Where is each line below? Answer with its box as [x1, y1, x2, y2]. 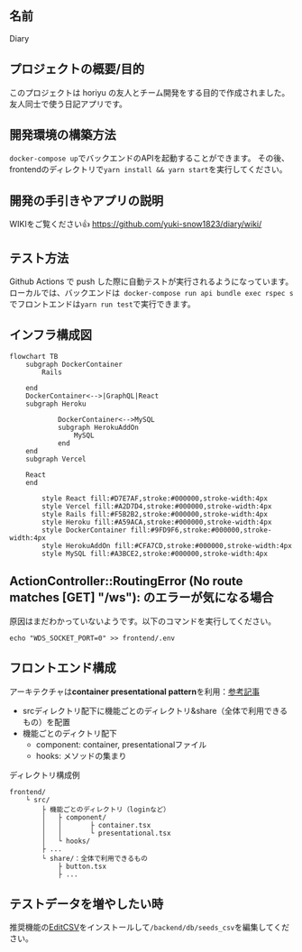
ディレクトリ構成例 [9, 769, 81, 780]
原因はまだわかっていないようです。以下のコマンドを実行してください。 [9, 616, 277, 627]
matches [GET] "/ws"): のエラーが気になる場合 [9, 590, 274, 606]
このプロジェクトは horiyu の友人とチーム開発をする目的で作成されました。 [9, 87, 290, 97]
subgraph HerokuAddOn [57, 423, 140, 432]
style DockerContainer [41, 526, 127, 535]
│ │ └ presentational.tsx [41, 828, 171, 838]
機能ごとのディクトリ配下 [22, 728, 117, 738]
